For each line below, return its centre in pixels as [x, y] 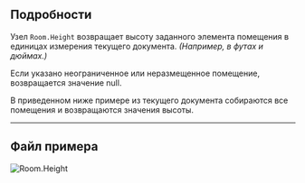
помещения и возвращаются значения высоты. [102, 110]
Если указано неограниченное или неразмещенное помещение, [135, 73]
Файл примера [54, 146]
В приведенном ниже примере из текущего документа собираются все [149, 100]
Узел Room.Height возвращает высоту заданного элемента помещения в [149, 36]
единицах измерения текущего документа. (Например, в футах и [137, 46]
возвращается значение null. [66, 82]
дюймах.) [29, 55]
